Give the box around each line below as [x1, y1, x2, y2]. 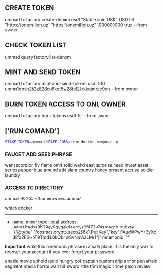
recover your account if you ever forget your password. [5, 249, 116, 255]
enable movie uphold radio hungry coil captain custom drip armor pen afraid [5, 258, 158, 264]
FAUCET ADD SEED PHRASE [5, 151, 72, 158]
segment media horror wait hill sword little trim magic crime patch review [5, 263, 151, 269]
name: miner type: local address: [12, 219, 78, 225]
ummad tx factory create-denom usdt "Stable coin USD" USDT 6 [5, 16, 134, 22]
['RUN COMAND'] [5, 127, 60, 135]
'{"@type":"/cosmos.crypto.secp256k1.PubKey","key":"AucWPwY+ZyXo [12, 229, 157, 235]
